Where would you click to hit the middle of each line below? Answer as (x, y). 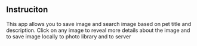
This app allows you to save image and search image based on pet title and (99, 24)
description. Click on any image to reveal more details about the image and (98, 30)
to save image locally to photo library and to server (69, 36)
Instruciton (27, 10)
